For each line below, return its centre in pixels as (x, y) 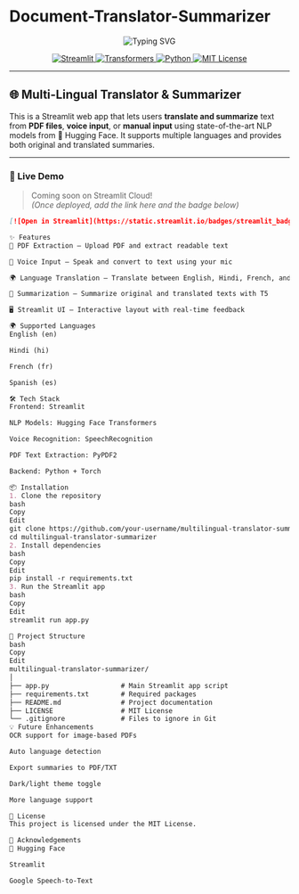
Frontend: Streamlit (48, 407)
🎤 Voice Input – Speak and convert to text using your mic (121, 262)
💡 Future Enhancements (52, 727)
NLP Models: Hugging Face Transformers (83, 423)
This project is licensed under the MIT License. (103, 824)
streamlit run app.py (49, 620)
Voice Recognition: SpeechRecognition (81, 439)
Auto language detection (55, 752)
